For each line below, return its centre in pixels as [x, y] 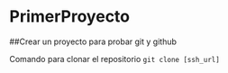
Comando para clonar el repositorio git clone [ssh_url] [115, 59]
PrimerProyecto [70, 17]
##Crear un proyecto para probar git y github [93, 41]
